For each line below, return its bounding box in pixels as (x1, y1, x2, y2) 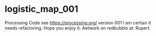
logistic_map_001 (4, 3, 78, 15)
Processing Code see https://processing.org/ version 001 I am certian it (4, 20, 152, 26)
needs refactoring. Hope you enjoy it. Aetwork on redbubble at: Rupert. (4, 25, 151, 31)
